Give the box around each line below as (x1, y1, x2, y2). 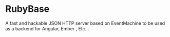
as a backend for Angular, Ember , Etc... (5, 25, 89, 31)
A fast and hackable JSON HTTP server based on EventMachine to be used (5, 20, 165, 26)
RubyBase (5, 3, 50, 15)
